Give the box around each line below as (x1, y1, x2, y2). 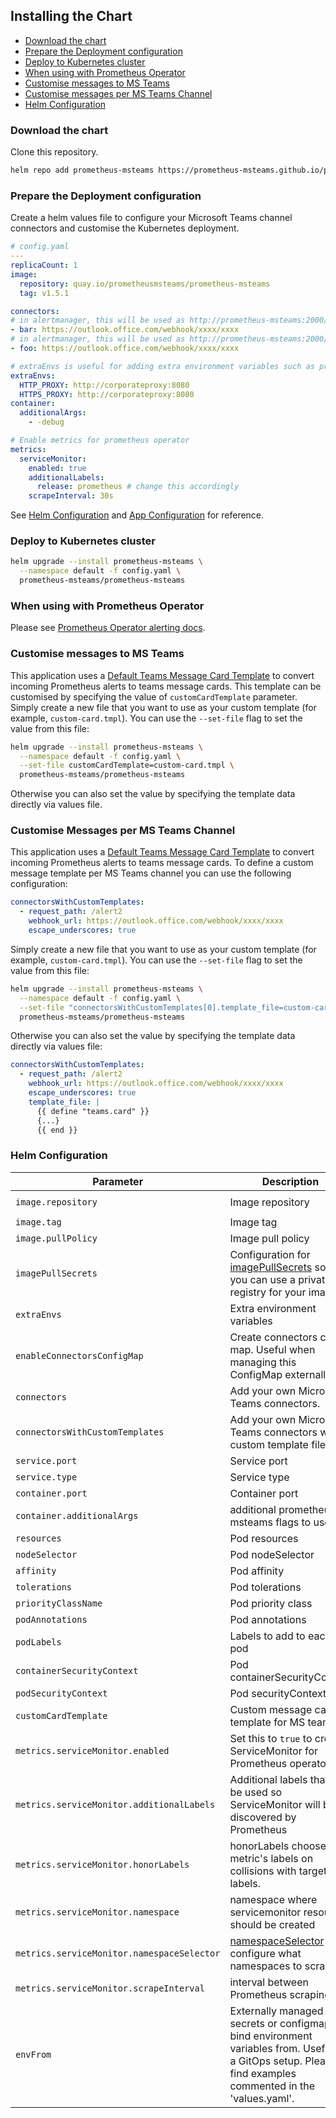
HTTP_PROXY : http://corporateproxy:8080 (19, 380, 190, 390)
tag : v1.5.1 (19, 288, 70, 298)
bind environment (229, 2029, 313, 2043)
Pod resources (229, 1531, 299, 1545)
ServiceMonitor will (229, 1797, 321, 1811)
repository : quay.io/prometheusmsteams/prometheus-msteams (19, 279, 271, 289)
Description (261, 1174, 320, 1188)
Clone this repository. (10, 146, 99, 158)
